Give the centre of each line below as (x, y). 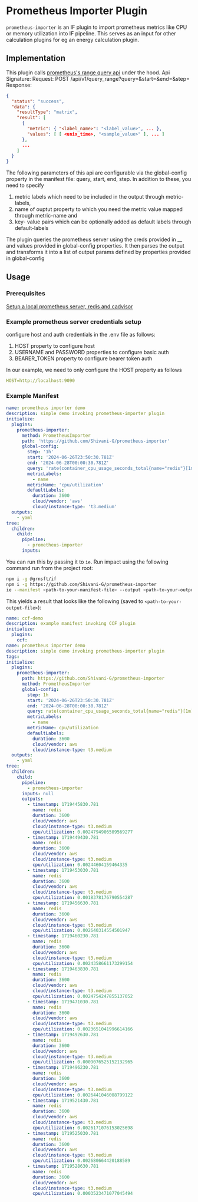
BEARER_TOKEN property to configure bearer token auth (83, 358)
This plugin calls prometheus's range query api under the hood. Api (88, 73)
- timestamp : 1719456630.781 (63, 903)
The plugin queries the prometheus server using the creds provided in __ (94, 239)
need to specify (25, 185)
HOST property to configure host (55, 346)
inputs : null (38, 793)
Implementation (36, 58)
